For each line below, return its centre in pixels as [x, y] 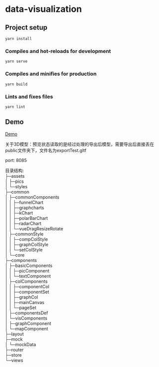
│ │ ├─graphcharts [25, 208]
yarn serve [16, 61]
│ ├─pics [14, 181]
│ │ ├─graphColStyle [27, 244]
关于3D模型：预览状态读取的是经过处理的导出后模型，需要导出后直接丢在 [80, 144]
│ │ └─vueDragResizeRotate [34, 228]
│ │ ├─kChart [19, 213]
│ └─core [15, 255]
